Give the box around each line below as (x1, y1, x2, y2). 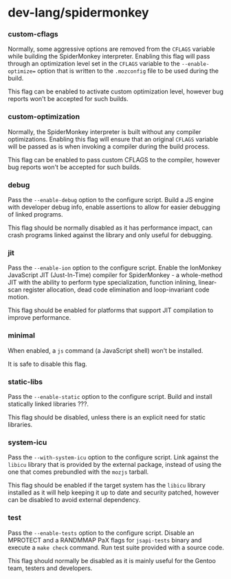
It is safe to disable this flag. (8, 360, 88, 368)
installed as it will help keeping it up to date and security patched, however (8, 488, 219, 496)
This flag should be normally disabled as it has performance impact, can (8, 223, 212, 232)
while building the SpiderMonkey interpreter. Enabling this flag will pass (8, 52, 210, 61)
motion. (8, 293, 30, 301)
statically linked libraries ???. (8, 400, 89, 408)
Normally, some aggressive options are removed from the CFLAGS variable (8, 45, 215, 53)
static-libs (8, 377, 43, 386)
